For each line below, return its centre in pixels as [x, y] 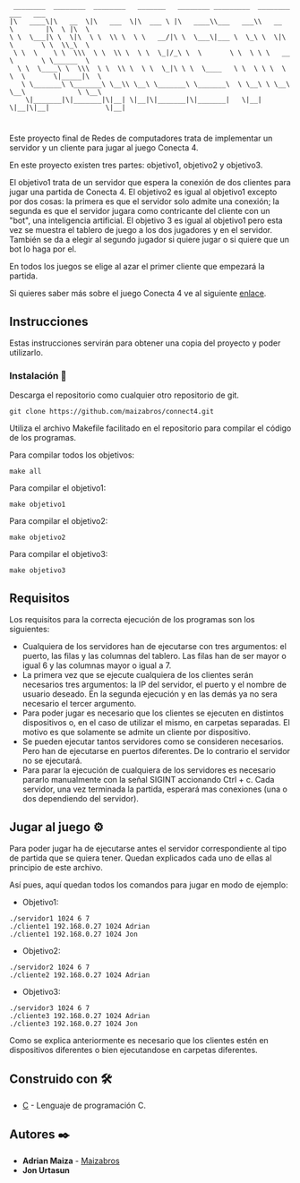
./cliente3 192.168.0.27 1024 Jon [74, 1024]
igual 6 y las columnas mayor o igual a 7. [97, 665]
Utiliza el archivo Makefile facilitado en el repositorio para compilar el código [150, 428]
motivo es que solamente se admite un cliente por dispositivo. [136, 733]
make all [26, 472]
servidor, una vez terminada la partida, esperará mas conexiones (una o [155, 789]
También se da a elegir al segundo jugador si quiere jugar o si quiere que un [149, 240]
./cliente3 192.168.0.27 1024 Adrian [80, 1016]
